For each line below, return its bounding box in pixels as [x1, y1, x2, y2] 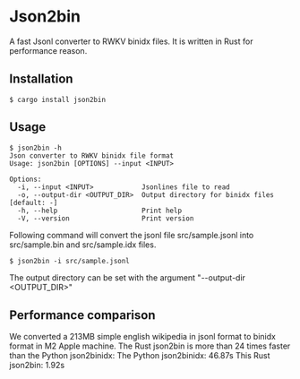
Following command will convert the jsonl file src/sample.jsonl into [9, 229, 254, 240]
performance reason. [9, 45, 88, 56]
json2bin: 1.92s [9, 360, 65, 371]
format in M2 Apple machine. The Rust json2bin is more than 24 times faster [9, 340, 291, 351]
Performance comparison [9, 307, 156, 323]
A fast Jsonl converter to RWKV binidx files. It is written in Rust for [9, 36, 253, 47]
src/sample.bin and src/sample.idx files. [9, 239, 157, 250]
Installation [9, 72, 73, 87]
